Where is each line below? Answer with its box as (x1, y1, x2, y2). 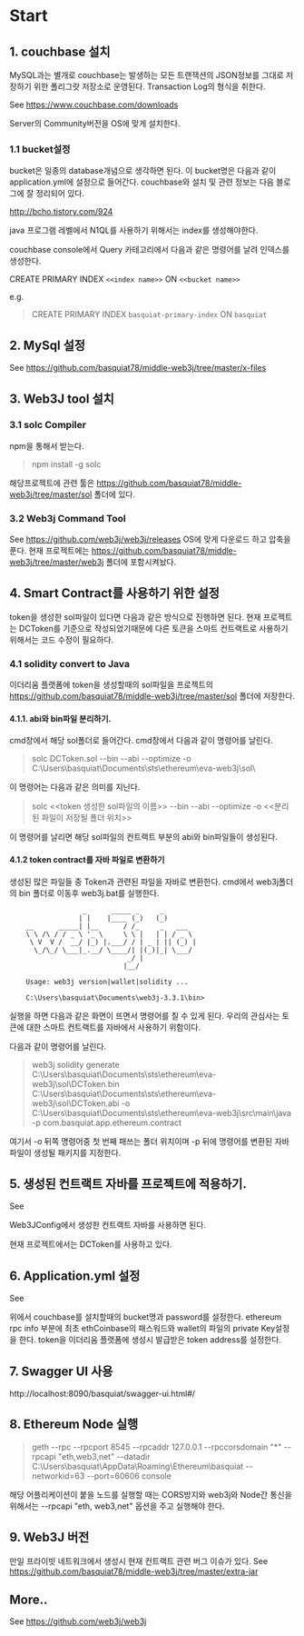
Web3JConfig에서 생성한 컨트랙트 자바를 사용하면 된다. (9, 1220, 207, 1231)
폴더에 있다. (93, 488, 136, 500)
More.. (9, 1592, 48, 1608)
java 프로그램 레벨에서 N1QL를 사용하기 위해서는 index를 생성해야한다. (9, 224, 259, 236)
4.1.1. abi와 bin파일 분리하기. (9, 713, 112, 723)
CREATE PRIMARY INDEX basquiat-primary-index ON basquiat (31, 309, 268, 320)
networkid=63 (31, 1470, 85, 1481)
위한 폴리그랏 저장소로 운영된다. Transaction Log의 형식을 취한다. (33, 81, 266, 92)
